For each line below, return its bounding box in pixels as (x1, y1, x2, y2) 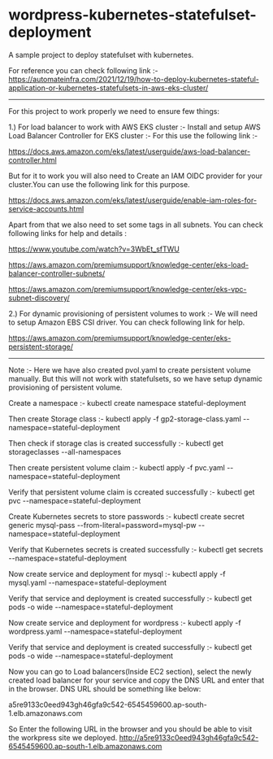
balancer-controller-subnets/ (8, 268, 106, 278)
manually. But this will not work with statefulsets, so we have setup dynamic (8, 373, 262, 383)
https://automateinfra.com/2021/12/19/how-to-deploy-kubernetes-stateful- (8, 74, 260, 84)
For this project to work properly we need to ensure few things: (8, 106, 219, 116)
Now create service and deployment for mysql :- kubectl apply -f (8, 569, 226, 578)
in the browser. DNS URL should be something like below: (8, 683, 201, 693)
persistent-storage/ (8, 342, 73, 351)
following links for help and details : (8, 228, 128, 238)
